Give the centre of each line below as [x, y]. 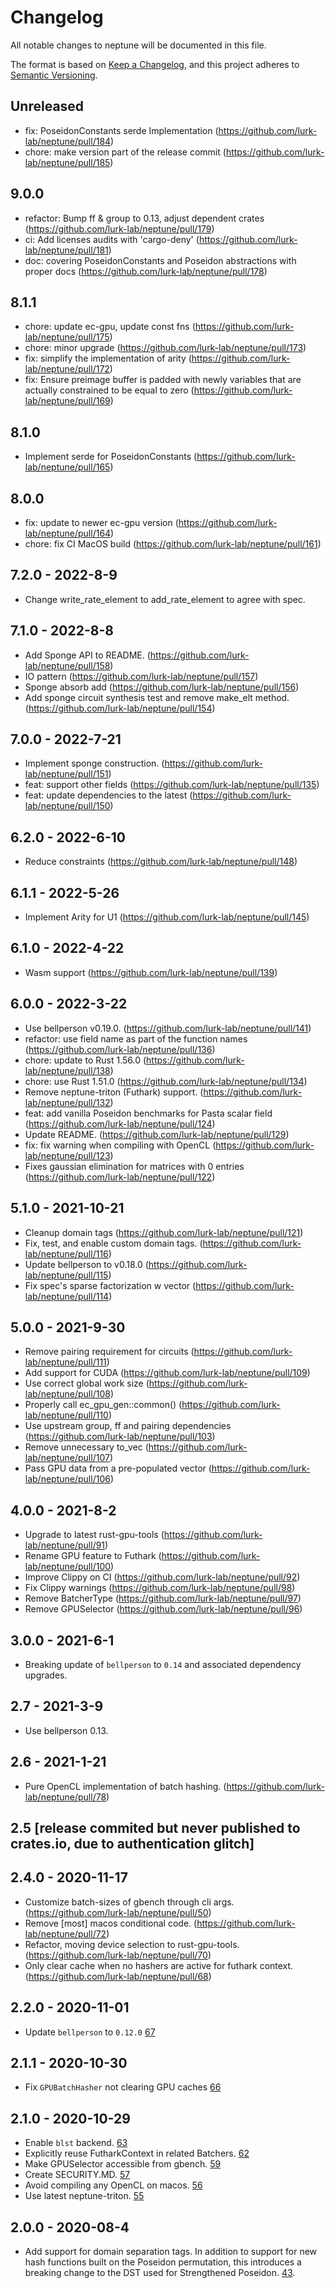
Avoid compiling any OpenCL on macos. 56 [113, 2185]
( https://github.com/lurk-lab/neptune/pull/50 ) [118, 1912]
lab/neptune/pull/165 [67, 467]
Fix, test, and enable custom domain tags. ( [113, 1243]
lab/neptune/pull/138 [67, 1070]
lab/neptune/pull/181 [66, 250]
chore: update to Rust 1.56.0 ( [85, 1060]
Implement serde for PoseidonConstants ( [111, 457]
